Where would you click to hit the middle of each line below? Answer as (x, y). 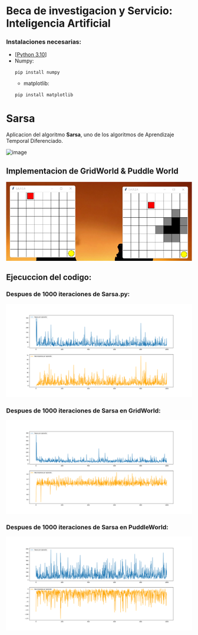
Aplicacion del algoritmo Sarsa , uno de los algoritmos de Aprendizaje (90, 135)
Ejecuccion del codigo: (49, 278)
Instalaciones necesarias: (44, 42)
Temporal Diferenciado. (34, 141)
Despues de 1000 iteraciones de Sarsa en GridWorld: (83, 410)
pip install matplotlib (44, 95)
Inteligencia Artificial (58, 23)
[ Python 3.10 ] (31, 55)
